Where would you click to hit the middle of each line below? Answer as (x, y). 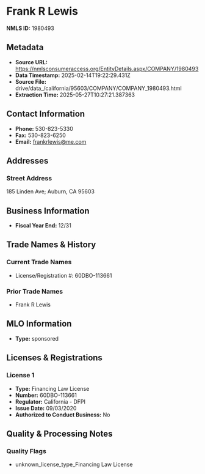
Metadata (25, 47)
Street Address (29, 178)
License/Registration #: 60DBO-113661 (63, 275)
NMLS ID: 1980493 (31, 28)
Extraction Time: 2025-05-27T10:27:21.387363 (75, 94)
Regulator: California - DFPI (50, 401)
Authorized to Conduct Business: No (63, 415)
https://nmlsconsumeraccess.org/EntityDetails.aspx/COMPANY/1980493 (107, 69)
